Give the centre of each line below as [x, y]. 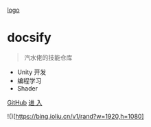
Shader [27, 88]
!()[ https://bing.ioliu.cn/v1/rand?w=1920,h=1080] [75, 116]
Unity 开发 [32, 72]
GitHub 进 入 [25, 102]
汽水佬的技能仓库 [48, 57]
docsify [29, 38]
